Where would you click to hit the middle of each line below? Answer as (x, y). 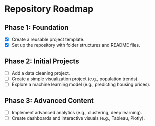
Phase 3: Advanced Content (49, 100)
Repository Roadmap (49, 9)
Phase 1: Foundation (37, 28)
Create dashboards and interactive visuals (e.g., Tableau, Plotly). (78, 118)
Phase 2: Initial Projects (42, 61)
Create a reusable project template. (48, 39)
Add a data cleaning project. (41, 73)
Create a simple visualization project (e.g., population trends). (75, 79)
